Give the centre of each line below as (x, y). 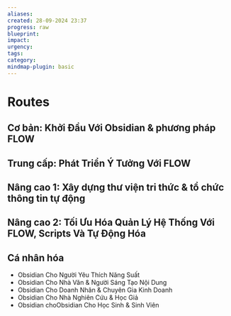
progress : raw (28, 27)
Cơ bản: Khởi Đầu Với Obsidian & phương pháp (112, 128)
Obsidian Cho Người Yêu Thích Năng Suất (79, 275)
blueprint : (23, 34)
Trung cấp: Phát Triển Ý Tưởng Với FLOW (99, 163)
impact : (19, 40)
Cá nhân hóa (36, 257)
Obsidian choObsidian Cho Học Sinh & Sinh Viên (88, 305)
